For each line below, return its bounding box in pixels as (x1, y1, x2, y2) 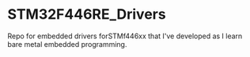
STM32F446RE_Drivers (7, 5, 167, 23)
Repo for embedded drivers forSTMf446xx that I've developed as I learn (7, 31, 243, 41)
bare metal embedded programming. (7, 39, 127, 48)
